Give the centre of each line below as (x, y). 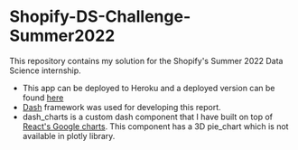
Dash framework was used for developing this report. (121, 107)
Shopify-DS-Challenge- (100, 17)
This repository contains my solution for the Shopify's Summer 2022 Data (146, 61)
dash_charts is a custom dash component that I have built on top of (148, 117)
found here (43, 98)
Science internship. (45, 70)
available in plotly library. (69, 136)
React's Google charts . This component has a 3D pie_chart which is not (155, 126)
